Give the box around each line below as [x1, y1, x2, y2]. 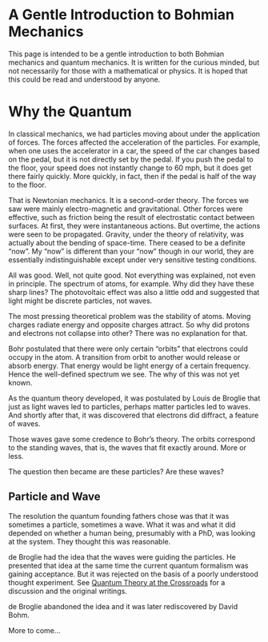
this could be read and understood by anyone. [8, 74, 161, 84]
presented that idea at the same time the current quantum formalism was [8, 560, 249, 570]
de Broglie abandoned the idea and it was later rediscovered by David [8, 601, 238, 611]
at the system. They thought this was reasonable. [8, 536, 171, 546]
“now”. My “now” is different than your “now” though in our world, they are [8, 246, 254, 256]
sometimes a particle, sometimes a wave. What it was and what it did [8, 520, 236, 529]
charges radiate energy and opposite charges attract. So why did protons [8, 320, 250, 329]
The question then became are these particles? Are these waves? [8, 466, 225, 477]
